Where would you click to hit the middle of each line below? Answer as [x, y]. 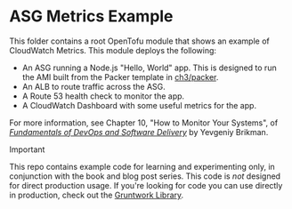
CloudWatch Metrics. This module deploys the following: [113, 50]
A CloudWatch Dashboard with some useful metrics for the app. [139, 105]
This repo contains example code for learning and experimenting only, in [142, 166]
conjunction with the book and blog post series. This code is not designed [145, 176]
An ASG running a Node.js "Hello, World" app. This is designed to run [150, 68]
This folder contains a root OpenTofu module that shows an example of [139, 41]
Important [27, 149]
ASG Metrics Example [91, 16]
